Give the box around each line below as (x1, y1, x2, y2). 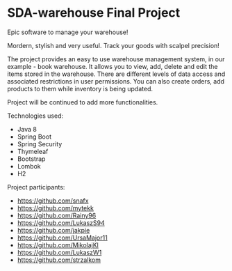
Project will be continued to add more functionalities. (7, 98, 158, 106)
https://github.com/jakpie (17, 226, 90, 234)
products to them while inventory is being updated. (7, 84, 153, 93)
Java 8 (17, 125, 37, 133)
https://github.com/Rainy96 (17, 211, 97, 219)
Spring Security (17, 139, 63, 148)
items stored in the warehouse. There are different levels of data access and (7, 70, 226, 78)
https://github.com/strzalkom (17, 256, 101, 264)
